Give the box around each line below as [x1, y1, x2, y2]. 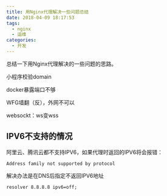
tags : [6, 20, 20, 26]
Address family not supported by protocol [6, 160, 115, 167]
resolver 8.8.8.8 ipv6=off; [6, 184, 78, 190]
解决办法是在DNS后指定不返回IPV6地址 [6, 172, 104, 179]
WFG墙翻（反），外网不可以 [6, 98, 75, 106]
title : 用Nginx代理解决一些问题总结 [6, 8, 89, 15]
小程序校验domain [6, 73, 52, 80]
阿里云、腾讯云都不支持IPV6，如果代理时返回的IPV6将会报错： [6, 148, 163, 155]
